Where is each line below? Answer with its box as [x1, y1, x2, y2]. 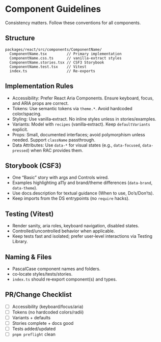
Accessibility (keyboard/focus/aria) [12, 304, 83, 310]
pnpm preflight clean [12, 331, 55, 338]
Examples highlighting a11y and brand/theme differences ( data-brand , [12, 180, 153, 186]
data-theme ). [12, 185, 38, 191]
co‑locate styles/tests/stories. [12, 271, 73, 277]
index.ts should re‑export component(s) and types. [12, 277, 117, 282]
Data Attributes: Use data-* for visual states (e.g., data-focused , [12, 142, 141, 148]
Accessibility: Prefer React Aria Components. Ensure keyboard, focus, [12, 95, 154, 101]
